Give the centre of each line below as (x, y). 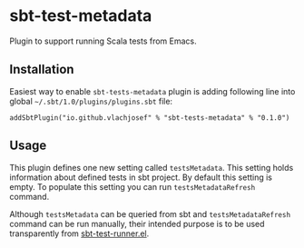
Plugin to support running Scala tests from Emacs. (103, 41)
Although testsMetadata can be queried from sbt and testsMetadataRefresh (150, 213)
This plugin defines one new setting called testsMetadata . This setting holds (152, 167)
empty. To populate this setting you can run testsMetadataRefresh (132, 186)
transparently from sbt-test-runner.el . (79, 233)
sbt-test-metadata (81, 16)
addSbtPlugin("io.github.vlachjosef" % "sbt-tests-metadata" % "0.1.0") (150, 118)
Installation (42, 69)
